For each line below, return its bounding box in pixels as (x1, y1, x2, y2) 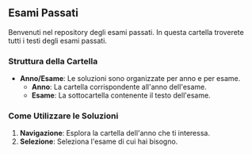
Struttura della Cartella (8, 56, 98, 67)
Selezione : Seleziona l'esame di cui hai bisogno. (19, 137, 178, 146)
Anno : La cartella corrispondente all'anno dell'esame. (31, 83, 208, 92)
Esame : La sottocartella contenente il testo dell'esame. (31, 90, 212, 100)
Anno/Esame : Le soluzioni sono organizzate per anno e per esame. (19, 74, 241, 83)
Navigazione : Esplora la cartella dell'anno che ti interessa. (19, 129, 210, 138)
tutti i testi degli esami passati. (8, 36, 107, 45)
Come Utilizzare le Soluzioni (8, 110, 119, 121)
